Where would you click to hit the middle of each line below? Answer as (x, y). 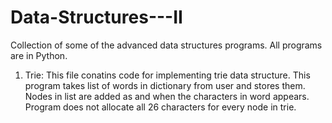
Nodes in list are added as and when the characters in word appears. (167, 96)
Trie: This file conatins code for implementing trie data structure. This (167, 75)
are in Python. (39, 55)
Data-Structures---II (96, 17)
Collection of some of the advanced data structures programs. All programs (166, 45)
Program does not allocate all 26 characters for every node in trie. (160, 107)
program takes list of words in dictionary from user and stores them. (165, 85)
